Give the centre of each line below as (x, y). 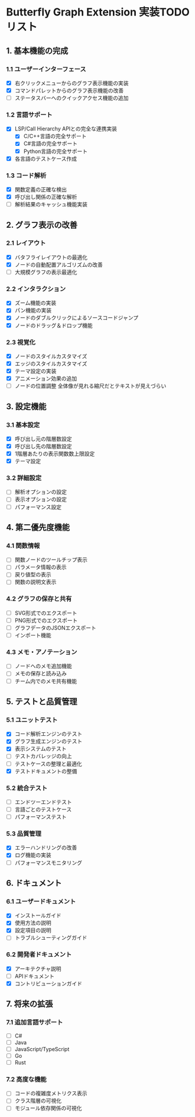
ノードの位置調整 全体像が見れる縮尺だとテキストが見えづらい (90, 386)
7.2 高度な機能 (26, 1079)
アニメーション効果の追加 (46, 379)
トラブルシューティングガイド (51, 938)
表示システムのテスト (40, 749)
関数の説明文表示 (35, 582)
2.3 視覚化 (21, 342)
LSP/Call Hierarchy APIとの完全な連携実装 (66, 129)
